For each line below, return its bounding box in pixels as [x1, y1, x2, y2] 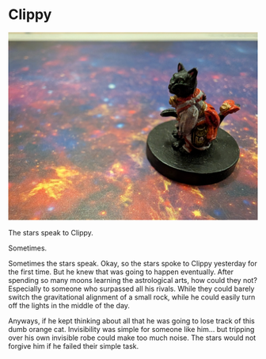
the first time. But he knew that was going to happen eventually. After [8, 267, 234, 277]
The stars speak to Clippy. [8, 228, 93, 238]
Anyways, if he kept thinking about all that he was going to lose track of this [8, 316, 255, 326]
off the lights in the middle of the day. [8, 301, 131, 311]
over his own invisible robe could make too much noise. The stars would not [8, 333, 256, 342]
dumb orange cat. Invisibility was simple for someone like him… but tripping [8, 325, 255, 334]
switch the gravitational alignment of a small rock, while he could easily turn [8, 292, 256, 302]
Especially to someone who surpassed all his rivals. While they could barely [8, 284, 255, 294]
